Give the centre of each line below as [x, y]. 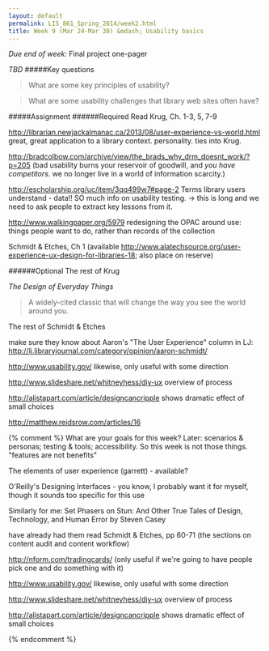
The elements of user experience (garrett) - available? [98, 471]
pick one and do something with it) [66, 568]
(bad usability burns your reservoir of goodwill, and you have [134, 165]
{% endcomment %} [42, 640]
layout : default [36, 16]
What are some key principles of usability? [99, 85]
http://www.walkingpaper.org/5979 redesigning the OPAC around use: [125, 223]
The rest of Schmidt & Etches [57, 327]
